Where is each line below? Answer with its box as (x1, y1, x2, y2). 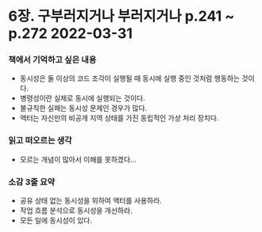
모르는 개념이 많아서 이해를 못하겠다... (19, 154, 137, 164)
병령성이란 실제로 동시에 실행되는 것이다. (19, 93, 145, 103)
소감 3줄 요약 (8, 176, 56, 187)
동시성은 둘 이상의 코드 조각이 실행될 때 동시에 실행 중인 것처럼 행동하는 (19, 74, 241, 83)
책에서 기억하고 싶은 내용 (8, 55, 97, 66)
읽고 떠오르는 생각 (8, 135, 73, 146)
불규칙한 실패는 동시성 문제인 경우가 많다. (19, 104, 148, 113)
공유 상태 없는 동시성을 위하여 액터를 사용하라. (19, 196, 163, 206)
